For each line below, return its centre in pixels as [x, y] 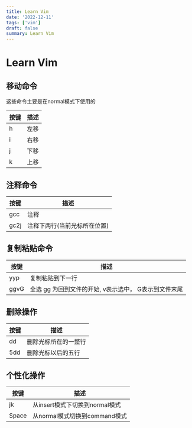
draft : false [22, 28]
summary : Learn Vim [30, 34]
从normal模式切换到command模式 [79, 416]
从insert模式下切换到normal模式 [77, 405]
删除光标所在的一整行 [57, 342]
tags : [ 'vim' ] [24, 22]
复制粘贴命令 [30, 249]
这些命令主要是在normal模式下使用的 [51, 102]
